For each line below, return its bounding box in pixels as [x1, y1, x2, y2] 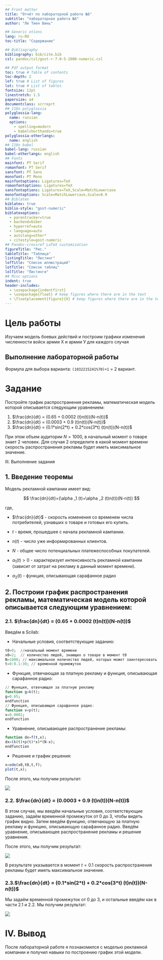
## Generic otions [5, 30, 42, 35]
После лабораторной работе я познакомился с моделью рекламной [5, 944, 147, 950]
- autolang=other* [9, 233, 47, 238]
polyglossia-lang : [5, 111, 42, 116]
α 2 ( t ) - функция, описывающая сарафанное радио [12, 573, 116, 580]
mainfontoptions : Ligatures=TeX [5, 179, 70, 183]
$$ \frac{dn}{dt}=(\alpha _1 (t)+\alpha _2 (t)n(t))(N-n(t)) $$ [23, 495, 140, 501]
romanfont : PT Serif [5, 165, 47, 170]
